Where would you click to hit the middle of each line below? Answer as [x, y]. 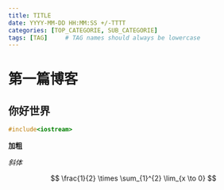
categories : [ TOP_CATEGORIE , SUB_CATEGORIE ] [83, 30]
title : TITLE [30, 15]
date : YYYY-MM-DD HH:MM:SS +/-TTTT [67, 23]
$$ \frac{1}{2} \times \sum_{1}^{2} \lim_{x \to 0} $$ [133, 178]
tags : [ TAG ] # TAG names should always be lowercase [104, 38]
